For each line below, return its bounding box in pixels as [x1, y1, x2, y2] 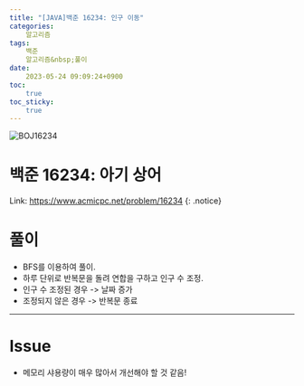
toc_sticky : [9, 97, 54, 107]
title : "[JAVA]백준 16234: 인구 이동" [9, 13, 145, 23]
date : [9, 64, 30, 73]
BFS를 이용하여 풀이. [22, 261, 97, 272]
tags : [9, 38, 30, 48]
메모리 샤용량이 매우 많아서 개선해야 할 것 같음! [22, 367, 187, 378]
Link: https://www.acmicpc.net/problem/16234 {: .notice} [9, 195, 222, 206]
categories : [9, 22, 54, 31]
